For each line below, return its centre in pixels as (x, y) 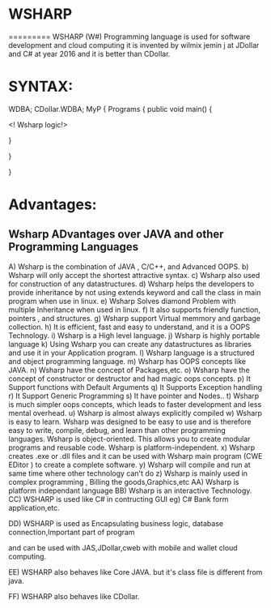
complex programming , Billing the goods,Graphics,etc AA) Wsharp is (124, 482)
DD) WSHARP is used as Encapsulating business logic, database (116, 523)
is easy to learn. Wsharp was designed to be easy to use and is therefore (130, 422)
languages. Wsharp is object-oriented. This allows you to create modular (129, 439)
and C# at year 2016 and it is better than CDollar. (89, 54)
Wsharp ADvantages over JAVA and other (116, 235)
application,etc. (34, 507)
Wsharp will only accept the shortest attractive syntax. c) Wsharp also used (134, 275)
